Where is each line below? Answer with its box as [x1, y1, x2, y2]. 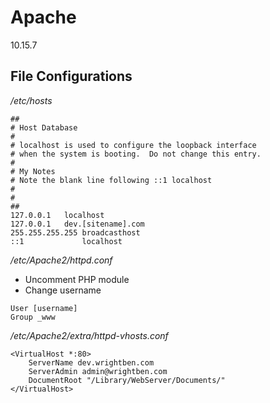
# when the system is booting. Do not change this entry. [10, 149, 262, 159]
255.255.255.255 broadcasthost [10, 227, 141, 238]
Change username [24, 284, 102, 296]
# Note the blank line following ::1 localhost [10, 175, 213, 185]
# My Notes [10, 166, 56, 176]
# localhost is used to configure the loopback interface [10, 140, 257, 150]
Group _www [10, 312, 56, 322]
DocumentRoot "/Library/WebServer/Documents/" [28, 375, 226, 385]
